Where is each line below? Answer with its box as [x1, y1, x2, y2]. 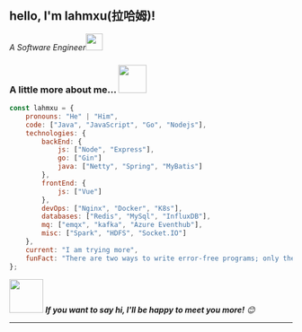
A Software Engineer [9, 41, 86, 52]
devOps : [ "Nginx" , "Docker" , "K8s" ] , [41, 204, 182, 213]
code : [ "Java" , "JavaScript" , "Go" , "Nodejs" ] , [25, 120, 207, 129]
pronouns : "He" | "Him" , [25, 111, 119, 121]
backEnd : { [41, 137, 83, 146]
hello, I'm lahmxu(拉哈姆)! [9, 8, 155, 24]
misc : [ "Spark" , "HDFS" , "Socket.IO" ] [41, 229, 187, 238]
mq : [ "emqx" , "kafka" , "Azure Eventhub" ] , [41, 221, 203, 230]
